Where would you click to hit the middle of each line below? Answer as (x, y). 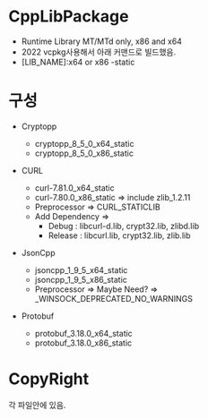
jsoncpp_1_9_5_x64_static (81, 269)
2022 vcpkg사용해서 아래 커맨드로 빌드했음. (99, 52)
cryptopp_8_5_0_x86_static (84, 153)
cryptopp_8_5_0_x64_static (84, 143)
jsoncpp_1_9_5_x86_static (81, 279)
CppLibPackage (69, 17)
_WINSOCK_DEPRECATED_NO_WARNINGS (114, 298)
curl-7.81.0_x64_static (75, 188)
